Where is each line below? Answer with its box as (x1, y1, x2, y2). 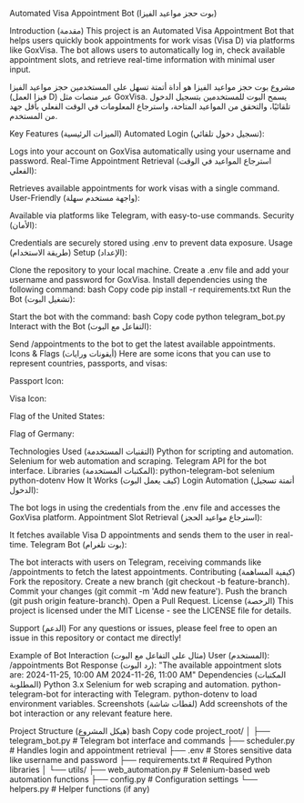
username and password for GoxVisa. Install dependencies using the (9, 275, 268, 285)
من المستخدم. (9, 111, 58, 121)
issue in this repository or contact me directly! (9, 632, 182, 643)
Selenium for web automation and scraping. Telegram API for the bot (9, 456, 267, 467)
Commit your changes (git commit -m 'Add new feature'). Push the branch (9, 586, 288, 597)
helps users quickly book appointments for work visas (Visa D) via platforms (9, 35, 296, 45)
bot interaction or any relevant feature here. (9, 708, 173, 718)
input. (9, 64, 32, 75)
